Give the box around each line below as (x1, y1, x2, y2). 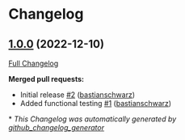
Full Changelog (8, 58, 59, 68)
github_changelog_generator (8, 123, 105, 132)
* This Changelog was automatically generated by (8, 114, 177, 124)
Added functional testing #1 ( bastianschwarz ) (19, 99, 172, 108)
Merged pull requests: (8, 74, 85, 83)
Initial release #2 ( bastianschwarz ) (19, 90, 136, 100)
